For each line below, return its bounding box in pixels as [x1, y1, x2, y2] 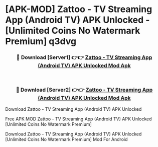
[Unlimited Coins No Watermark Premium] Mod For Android [5, 136, 128, 142]
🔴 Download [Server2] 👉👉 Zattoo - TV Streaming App [16, 87, 153, 94]
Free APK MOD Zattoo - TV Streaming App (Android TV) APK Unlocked [5, 116, 152, 122]
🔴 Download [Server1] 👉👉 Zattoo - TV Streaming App [16, 54, 152, 61]
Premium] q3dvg [5, 36, 77, 47]
